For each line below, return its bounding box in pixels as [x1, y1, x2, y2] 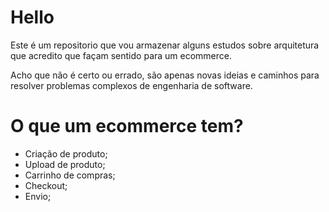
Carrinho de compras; [24, 169, 116, 181]
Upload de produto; [24, 158, 106, 170]
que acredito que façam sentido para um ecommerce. [10, 49, 233, 61]
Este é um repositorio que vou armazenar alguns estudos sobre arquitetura [10, 39, 320, 51]
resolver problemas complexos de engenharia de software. [10, 79, 253, 91]
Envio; [24, 190, 52, 202]
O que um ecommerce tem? [10, 115, 244, 138]
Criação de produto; [24, 147, 108, 160]
